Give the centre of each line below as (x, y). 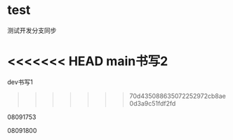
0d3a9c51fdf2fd (153, 103)
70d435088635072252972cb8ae (178, 96)
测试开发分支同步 (32, 30)
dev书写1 (20, 82)
